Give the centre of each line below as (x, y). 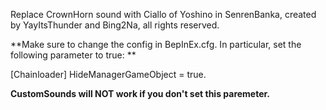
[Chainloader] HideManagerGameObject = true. (108, 74)
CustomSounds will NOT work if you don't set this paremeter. (140, 93)
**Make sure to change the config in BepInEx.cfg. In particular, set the (156, 44)
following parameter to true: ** (73, 55)
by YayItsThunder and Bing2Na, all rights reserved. (115, 25)
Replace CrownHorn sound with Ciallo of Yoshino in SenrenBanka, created (163, 14)
